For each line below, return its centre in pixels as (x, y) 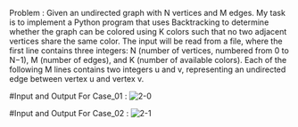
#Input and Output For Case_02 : (69, 113)
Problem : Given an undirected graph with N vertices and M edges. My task (147, 13)
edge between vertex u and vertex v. (77, 79)
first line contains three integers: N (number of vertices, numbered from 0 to (149, 51)
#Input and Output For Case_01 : (68, 96)
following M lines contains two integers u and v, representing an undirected (148, 69)
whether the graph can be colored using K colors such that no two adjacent (148, 32)
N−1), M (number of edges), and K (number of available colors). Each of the (148, 60)
